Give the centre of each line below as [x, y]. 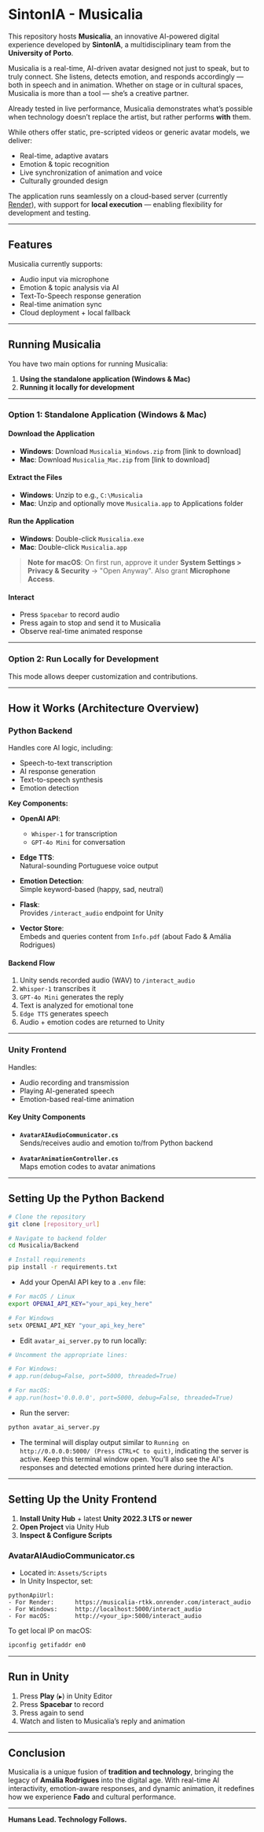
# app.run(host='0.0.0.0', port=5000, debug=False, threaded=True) [121, 1398]
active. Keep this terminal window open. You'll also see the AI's [122, 1459]
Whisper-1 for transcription [74, 834]
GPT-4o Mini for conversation [78, 842]
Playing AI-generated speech [67, 1090]
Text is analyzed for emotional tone [76, 1005]
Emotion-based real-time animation [77, 1099]
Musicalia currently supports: [55, 264]
